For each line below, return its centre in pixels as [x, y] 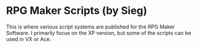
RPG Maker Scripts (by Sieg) [77, 11]
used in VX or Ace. [29, 39]
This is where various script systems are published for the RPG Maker [91, 27]
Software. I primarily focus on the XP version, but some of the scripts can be [99, 32]
